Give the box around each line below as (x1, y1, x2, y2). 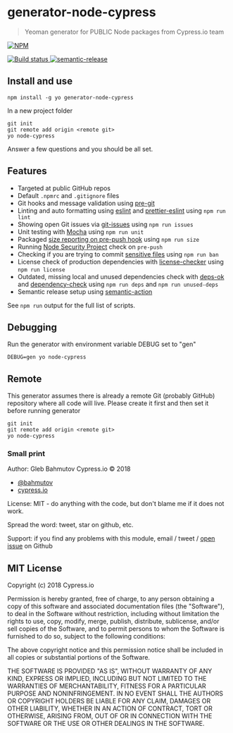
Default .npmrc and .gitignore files (17, 191, 120, 199)
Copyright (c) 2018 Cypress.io (7, 581, 94, 589)
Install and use (7, 75, 73, 87)
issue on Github (7, 542, 53, 550)
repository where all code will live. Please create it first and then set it (7, 399, 209, 407)
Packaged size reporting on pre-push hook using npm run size (17, 235, 199, 243)
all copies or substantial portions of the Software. (7, 653, 150, 662)
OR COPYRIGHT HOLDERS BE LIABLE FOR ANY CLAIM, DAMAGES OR (7, 697, 211, 706)
